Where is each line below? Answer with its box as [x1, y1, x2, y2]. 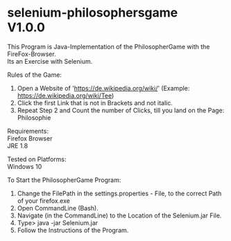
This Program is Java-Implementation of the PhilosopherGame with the [7, 42, 210, 51]
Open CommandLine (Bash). [17, 204, 99, 212]
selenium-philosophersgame [7, 5, 178, 21]
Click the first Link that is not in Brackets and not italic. [17, 98, 173, 107]
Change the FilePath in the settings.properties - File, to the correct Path [17, 189, 222, 197]
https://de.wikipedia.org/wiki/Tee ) [17, 91, 114, 100]
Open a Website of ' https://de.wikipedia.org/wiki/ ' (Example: [17, 84, 190, 92]
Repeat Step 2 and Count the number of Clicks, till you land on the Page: [17, 106, 225, 114]
